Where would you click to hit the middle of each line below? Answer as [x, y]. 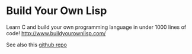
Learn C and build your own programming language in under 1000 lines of [96, 27]
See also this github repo [36, 45]
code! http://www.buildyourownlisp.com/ [56, 33]
